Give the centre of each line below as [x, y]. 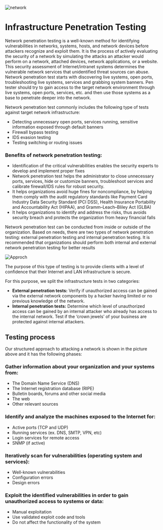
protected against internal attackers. [48, 322]
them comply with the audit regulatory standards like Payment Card [80, 197]
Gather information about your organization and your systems [80, 367]
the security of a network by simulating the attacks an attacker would [74, 56]
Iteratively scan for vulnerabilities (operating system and [74, 455]
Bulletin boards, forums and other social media [59, 394]
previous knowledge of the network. [48, 301]
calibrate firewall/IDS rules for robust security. [58, 186]
